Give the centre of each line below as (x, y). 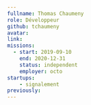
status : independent (49, 65)
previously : (24, 90)
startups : (21, 78)
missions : (21, 46)
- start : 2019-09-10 (42, 52)
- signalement (39, 84)
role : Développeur (33, 20)
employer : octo (41, 71)
